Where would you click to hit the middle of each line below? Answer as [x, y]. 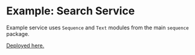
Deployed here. [25, 45]
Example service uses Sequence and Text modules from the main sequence [97, 27]
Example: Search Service [71, 11]
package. [18, 33]
